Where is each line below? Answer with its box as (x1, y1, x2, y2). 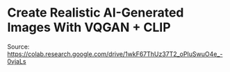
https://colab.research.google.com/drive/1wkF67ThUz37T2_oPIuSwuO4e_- (7, 50, 223, 58)
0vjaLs (7, 57, 26, 65)
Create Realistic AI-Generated (7, 5, 184, 21)
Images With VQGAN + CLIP (7, 19, 172, 35)
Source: (7, 42, 30, 51)
